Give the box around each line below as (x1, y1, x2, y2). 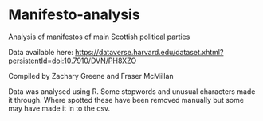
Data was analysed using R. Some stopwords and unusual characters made (8, 86, 256, 96)
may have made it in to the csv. (8, 103, 111, 113)
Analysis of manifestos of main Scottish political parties (8, 32, 190, 41)
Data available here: (8, 47, 74, 57)
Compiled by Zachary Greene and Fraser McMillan (8, 71, 174, 80)
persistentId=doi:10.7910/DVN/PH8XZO (8, 56, 137, 65)
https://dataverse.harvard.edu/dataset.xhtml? (75, 47, 224, 57)
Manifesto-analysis (8, 6, 141, 24)
